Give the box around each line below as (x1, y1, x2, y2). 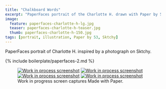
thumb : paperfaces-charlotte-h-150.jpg (9, 30, 92, 35)
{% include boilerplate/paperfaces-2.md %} (5, 58, 95, 64)
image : (5, 16, 19, 21)
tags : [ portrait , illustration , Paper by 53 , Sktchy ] (5, 35, 119, 40)
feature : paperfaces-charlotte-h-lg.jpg (9, 21, 94, 26)
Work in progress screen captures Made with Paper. (17, 78, 124, 84)
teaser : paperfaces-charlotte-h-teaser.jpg (9, 26, 100, 31)
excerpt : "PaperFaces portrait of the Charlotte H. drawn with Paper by (5, 12, 158, 17)
